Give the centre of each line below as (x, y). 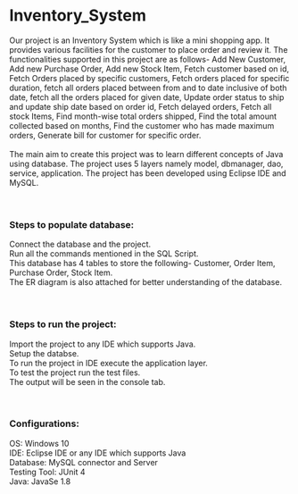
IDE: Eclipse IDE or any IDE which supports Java (98, 453)
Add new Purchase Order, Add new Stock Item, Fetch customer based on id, (149, 69)
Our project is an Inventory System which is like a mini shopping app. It (140, 40)
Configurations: (45, 423)
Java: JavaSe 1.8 (40, 481)
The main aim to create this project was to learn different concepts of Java (146, 154)
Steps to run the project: (63, 324)
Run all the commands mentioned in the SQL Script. (104, 254)
